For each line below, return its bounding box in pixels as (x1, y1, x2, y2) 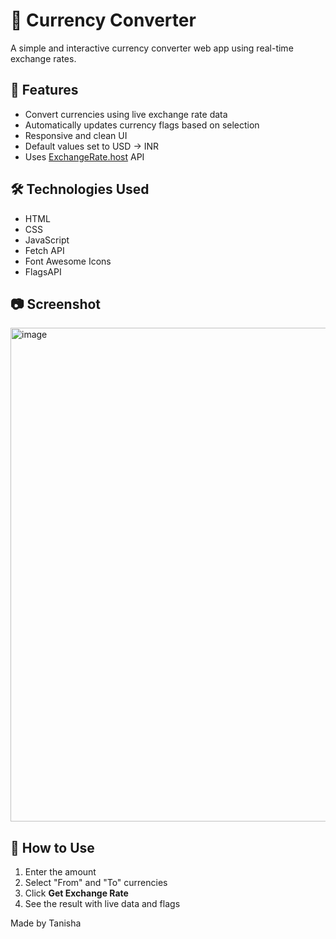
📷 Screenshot (10, 295, 102, 313)
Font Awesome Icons (24, 255, 112, 267)
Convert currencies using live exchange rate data (24, 108, 228, 120)
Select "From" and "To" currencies (24, 877, 168, 889)
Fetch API (24, 244, 65, 256)
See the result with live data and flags (24, 898, 181, 910)
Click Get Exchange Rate (24, 887, 129, 899)
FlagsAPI (24, 265, 62, 278)
